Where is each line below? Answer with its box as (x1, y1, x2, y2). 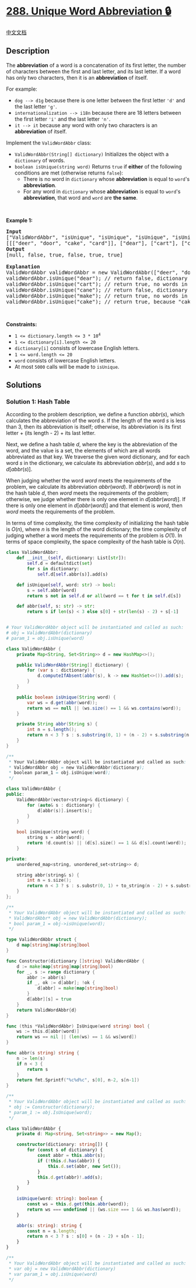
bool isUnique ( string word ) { (16, 829, 90, 835)
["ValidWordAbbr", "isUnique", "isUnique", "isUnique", (6, 234, 169, 241)
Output (6, 245, 25, 252)
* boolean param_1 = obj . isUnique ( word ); (8, 770, 111, 776)
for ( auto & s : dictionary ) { (27, 802, 100, 808)
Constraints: (6, 320, 37, 328)
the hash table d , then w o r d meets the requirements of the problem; (6, 489, 169, 496)
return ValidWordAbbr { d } (16, 1007, 77, 1013)
